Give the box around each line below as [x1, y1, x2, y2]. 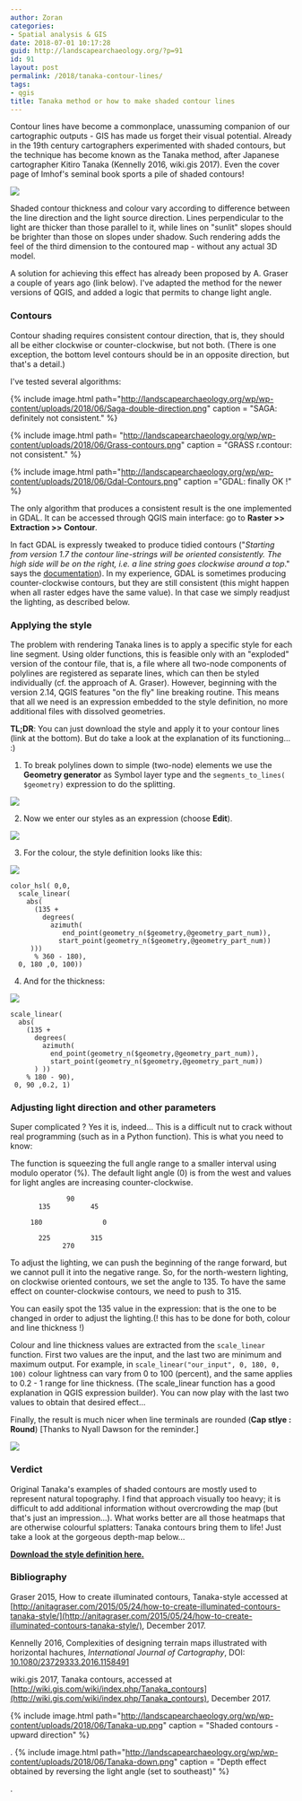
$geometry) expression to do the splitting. [22, 778, 176, 790]
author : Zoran [10, 13, 64, 22]
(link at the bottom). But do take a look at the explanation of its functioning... [10, 732, 291, 743]
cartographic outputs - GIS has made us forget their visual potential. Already [10, 131, 292, 142]
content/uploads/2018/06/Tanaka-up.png [10, 1719, 164, 1730]
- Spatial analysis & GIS [10, 30, 107, 39]
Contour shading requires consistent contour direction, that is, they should [10, 329, 285, 341]
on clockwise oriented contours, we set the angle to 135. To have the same [10, 1276, 286, 1288]
